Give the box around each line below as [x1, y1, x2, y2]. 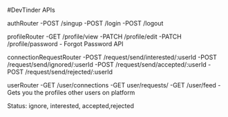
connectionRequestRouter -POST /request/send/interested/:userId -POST [7, 53, 218, 61]
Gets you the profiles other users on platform [7, 89, 135, 96]
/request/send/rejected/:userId [25, 68, 113, 76]
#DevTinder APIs [7, 6, 55, 14]
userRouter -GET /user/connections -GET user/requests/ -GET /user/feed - [7, 81, 221, 89]
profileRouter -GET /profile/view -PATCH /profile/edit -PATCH [7, 32, 182, 41]
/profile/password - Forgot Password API [7, 40, 124, 47]
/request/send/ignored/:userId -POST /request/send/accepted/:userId [7, 61, 207, 68]
